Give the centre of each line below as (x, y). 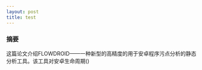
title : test (21, 17)
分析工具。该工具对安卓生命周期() (48, 61)
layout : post (23, 12)
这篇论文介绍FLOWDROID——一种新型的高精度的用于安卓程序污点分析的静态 (101, 53)
